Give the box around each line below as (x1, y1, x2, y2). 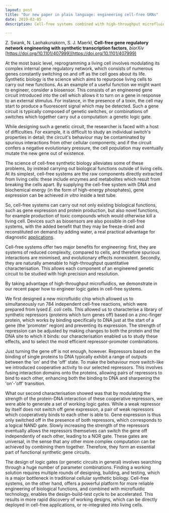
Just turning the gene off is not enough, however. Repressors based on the (5, 349, 161, 355)
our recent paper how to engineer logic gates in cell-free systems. (5, 286, 142, 292)
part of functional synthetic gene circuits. (5, 449, 91, 455)
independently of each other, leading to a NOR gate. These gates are (5, 433, 148, 439)
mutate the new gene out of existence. (5, 150, 86, 156)
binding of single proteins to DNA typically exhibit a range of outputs (5, 354, 147, 360)
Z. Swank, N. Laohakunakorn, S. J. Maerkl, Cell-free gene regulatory (5, 40, 149, 46)
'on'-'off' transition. (5, 380, 46, 386)
